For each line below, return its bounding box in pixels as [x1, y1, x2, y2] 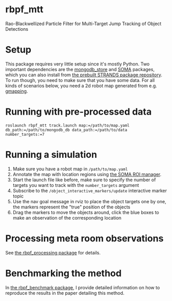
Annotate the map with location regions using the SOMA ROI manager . [12, 171, 162, 177]
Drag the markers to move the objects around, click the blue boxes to [12, 209, 159, 216]
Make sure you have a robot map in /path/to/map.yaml [12, 165, 128, 172]
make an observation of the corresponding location [12, 214, 122, 221]
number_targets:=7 [5, 132, 45, 137]
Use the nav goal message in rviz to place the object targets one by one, [12, 198, 166, 204]
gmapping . [5, 88, 28, 94]
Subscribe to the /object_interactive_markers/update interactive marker [12, 187, 167, 193]
